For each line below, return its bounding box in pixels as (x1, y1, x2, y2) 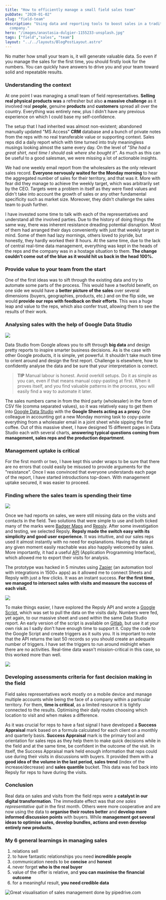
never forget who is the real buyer (12, 864, 83, 870)
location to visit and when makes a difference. (5, 712, 99, 718)
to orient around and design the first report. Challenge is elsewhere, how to (5, 357, 158, 363)
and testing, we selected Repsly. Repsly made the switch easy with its (5, 528, 150, 534)
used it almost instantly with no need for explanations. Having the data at (5, 539, 154, 545)
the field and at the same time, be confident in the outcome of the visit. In (5, 743, 155, 749)
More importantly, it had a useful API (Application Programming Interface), (5, 550, 156, 555)
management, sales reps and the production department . (5, 435, 125, 441)
